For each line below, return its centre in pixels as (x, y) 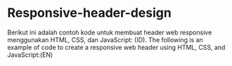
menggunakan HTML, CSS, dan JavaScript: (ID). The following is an (105, 39)
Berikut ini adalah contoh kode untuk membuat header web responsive (110, 32)
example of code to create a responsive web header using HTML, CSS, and (116, 47)
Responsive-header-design (90, 13)
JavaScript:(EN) (30, 55)
